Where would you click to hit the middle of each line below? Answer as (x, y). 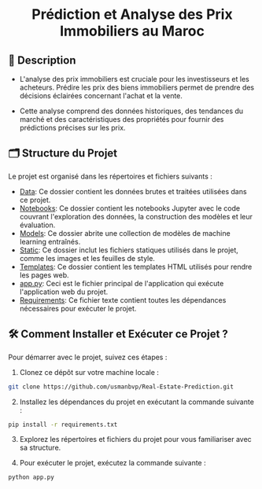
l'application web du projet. (64, 292)
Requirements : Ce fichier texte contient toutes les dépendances (123, 300)
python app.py (31, 477)
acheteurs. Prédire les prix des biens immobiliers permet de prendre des (137, 87)
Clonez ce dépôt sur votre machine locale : (89, 372)
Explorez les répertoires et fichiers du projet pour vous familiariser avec (135, 439)
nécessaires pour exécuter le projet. (78, 308)
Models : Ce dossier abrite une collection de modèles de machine (125, 233)
